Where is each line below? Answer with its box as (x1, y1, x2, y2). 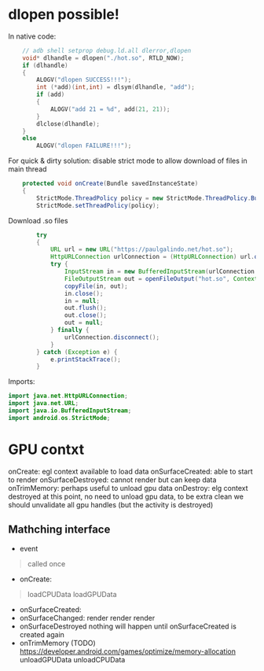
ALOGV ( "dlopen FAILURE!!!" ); (36, 142, 132, 150)
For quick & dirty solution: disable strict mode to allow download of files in (8, 156, 247, 166)
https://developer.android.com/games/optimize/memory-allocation (19, 647, 236, 656)
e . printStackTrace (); (49, 356, 122, 363)
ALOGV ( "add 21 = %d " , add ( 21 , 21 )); (49, 105, 170, 113)
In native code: (8, 31, 57, 41)
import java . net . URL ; (8, 400, 79, 407)
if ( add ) (36, 90, 65, 99)
